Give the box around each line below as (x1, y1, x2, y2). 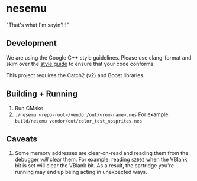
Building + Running (6, 89, 78, 99)
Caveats (6, 134, 37, 144)
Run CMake (14, 104, 43, 111)
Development (6, 38, 57, 48)
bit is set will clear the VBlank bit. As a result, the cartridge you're (14, 162, 175, 169)
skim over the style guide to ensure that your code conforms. (6, 60, 156, 67)
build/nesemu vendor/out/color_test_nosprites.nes (14, 118, 143, 124)
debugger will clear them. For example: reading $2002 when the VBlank (14, 156, 188, 163)
